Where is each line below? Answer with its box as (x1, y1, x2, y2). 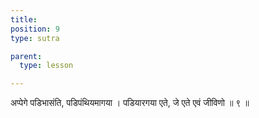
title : (10, 14, 38, 25)
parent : (10, 51, 43, 61)
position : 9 (10, 24, 60, 34)
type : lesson (19, 61, 74, 71)
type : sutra (10, 33, 60, 43)
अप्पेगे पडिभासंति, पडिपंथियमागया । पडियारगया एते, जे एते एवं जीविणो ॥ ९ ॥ (10, 97, 250, 109)
